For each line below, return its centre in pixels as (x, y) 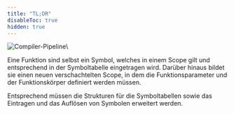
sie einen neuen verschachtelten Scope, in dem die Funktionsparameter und (117, 75)
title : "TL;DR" (29, 14)
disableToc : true (33, 20)
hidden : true (26, 27)
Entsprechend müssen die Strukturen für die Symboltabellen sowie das (110, 96)
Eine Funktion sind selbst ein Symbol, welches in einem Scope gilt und (109, 60)
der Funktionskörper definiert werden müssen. (74, 83)
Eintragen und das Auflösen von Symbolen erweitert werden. (95, 104)
